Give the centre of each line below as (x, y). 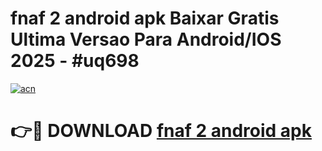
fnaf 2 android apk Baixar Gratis (145, 18)
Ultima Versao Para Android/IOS (146, 39)
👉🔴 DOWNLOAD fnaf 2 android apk (161, 131)
